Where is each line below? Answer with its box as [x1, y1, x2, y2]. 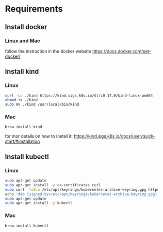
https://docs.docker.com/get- [92, 48, 151, 54]
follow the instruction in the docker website [5, 48, 91, 54]
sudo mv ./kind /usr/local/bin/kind [5, 102, 79, 107]
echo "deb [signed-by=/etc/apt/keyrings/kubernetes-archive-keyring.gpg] [5, 192, 158, 197]
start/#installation [5, 138, 40, 144]
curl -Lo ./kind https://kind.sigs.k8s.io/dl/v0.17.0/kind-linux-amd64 [5, 93, 153, 98]
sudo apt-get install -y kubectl [5, 200, 73, 206]
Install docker [5, 23, 48, 31]
